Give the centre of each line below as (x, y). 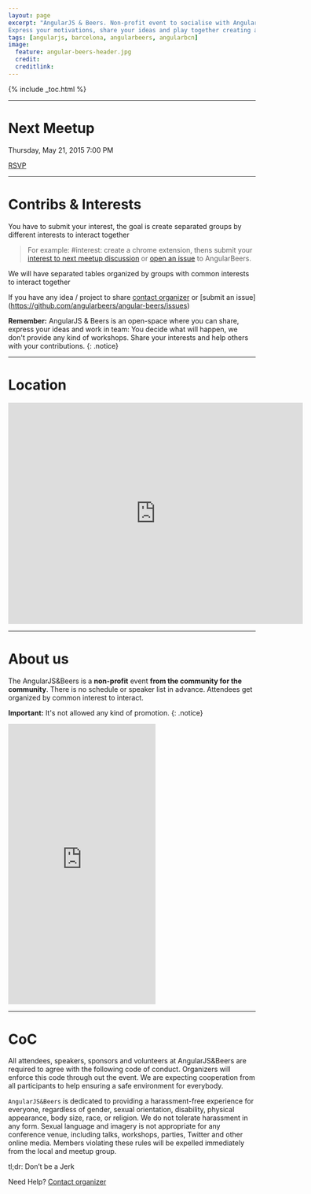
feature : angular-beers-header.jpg (73, 52)
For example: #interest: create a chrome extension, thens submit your (140, 250)
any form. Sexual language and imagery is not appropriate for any (114, 1126)
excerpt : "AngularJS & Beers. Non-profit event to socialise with (119, 23)
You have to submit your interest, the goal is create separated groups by (125, 226)
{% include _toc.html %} (48, 89)
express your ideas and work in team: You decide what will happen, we (123, 329)
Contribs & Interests (75, 204)
